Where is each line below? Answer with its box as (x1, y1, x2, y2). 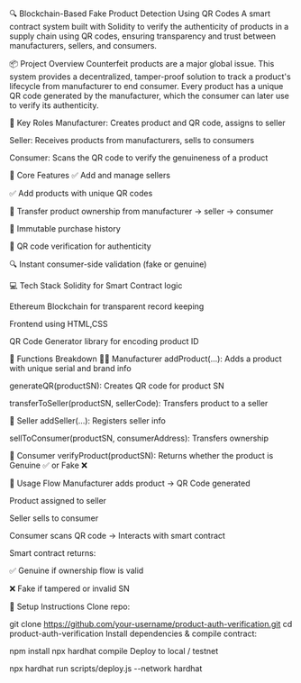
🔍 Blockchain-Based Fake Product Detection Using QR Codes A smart (9, 8, 271, 19)
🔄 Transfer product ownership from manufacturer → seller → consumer (9, 206, 274, 216)
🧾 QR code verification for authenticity (9, 241, 151, 251)
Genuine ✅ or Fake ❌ (9, 460, 88, 470)
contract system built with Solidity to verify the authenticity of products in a (9, 22, 289, 32)
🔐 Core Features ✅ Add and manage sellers (9, 170, 171, 180)
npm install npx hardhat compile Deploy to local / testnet (9, 646, 219, 656)
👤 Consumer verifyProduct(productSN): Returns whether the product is (9, 451, 274, 460)
